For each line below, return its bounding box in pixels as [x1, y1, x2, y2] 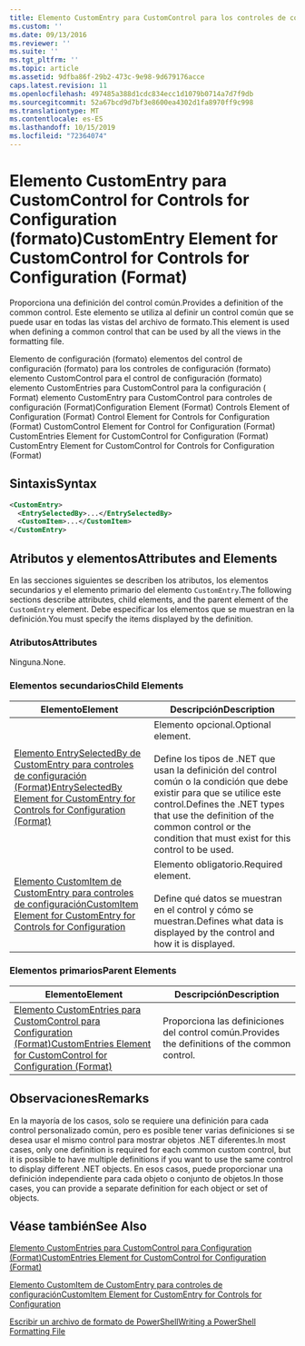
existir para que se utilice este [153, 787, 281, 799]
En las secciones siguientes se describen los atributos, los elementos [9, 574, 270, 586]
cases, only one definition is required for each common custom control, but [9, 1143, 291, 1154]
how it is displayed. [153, 937, 236, 950]
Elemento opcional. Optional [153, 718, 271, 731]
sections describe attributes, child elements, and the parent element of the [9, 594, 289, 605]
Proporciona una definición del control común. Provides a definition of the [9, 297, 284, 308]
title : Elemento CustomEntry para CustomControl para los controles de [9, 13, 286, 23]
